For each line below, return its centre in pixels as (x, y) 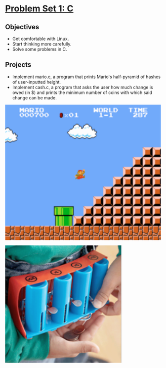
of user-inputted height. (36, 82)
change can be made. (34, 97)
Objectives (22, 27)
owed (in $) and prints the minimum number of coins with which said (82, 92)
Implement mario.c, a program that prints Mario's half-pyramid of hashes (86, 77)
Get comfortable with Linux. (41, 39)
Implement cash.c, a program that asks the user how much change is (83, 87)
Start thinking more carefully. (42, 44)
